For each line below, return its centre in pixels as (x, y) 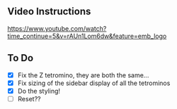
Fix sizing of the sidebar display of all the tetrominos (94, 83)
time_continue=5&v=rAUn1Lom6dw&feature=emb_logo (87, 36)
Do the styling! (39, 91)
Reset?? (29, 98)
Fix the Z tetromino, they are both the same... (83, 75)
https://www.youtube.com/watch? (57, 28)
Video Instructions (49, 12)
